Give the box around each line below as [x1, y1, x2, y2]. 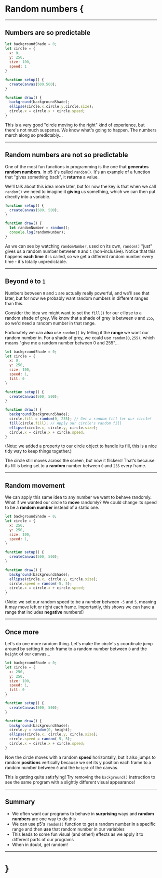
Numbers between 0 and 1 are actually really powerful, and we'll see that [5, 290, 149, 296]
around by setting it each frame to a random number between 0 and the [5, 646, 147, 651]
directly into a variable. [5, 194, 51, 199]
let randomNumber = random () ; [9, 226, 70, 230]
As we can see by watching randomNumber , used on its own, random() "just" [5, 243, 153, 249]
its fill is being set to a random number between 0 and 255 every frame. [5, 463, 147, 469]
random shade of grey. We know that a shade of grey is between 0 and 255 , [5, 315, 155, 321]
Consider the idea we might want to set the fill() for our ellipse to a [5, 309, 142, 316]
